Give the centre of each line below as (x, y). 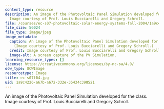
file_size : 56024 (23, 28)
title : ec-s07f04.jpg (27, 78)
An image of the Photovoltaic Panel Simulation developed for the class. (76, 96)
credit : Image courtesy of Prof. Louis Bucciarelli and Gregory (76, 50)
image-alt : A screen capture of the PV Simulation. (63, 55)
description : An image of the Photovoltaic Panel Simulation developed (79, 14)
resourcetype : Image (26, 73)
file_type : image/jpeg (28, 32)
